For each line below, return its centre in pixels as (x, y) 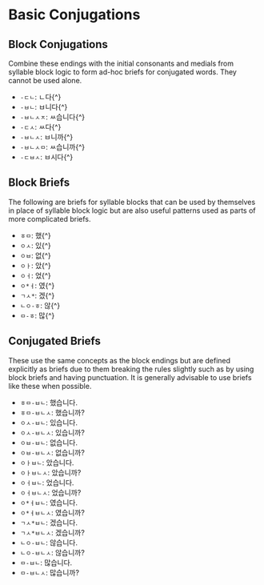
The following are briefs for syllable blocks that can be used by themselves (132, 202)
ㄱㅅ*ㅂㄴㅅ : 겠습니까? (52, 532)
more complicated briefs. (50, 218)
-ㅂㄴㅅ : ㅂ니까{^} (46, 137)
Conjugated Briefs (55, 341)
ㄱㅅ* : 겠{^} (37, 295)
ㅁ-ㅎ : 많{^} (37, 315)
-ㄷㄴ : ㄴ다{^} (40, 97)
